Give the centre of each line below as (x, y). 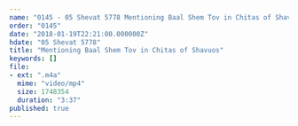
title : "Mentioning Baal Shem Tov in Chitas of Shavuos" (117, 51)
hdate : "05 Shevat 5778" (55, 42)
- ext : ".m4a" (35, 75)
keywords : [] (33, 59)
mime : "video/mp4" (51, 83)
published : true (39, 108)
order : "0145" (35, 26)
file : (19, 67)
